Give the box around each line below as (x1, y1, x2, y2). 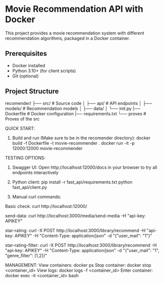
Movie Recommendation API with (5, 3, 143, 15)
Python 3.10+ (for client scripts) (12, 68, 76, 74)
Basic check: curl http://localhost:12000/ (5, 203, 87, 209)
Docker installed (12, 62, 46, 68)
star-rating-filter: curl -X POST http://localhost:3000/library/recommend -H (5, 242, 157, 248)
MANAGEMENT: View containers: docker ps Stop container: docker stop (5, 262, 151, 268)
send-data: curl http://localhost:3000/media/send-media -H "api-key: (5, 212, 146, 219)
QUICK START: (5, 125, 35, 131)
